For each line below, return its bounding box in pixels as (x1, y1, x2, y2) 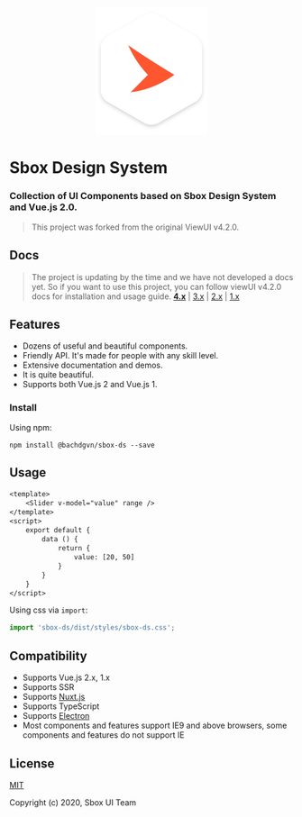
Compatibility (9, 648, 87, 664)
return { (57, 544, 91, 553)
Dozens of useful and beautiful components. (22, 340, 188, 351)
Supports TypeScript (22, 701, 100, 712)
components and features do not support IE (22, 730, 185, 740)
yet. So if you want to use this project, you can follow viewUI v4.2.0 (31, 281, 282, 292)
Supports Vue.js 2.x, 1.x (22, 672, 111, 683)
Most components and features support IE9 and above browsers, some (22, 720, 288, 731)
